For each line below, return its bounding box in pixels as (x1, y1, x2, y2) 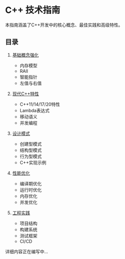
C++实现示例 (19, 159, 47, 165)
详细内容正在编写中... (5, 249, 49, 255)
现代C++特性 (12, 90, 39, 97)
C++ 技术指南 (5, 4, 61, 16)
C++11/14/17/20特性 (19, 101, 61, 107)
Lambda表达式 (19, 107, 50, 113)
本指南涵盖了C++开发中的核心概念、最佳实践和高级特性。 (5, 22, 123, 28)
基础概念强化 (12, 52, 39, 58)
